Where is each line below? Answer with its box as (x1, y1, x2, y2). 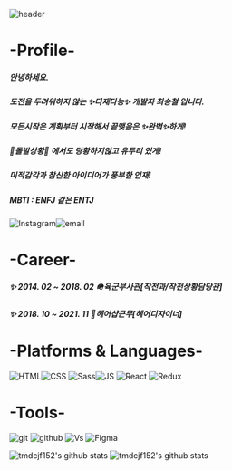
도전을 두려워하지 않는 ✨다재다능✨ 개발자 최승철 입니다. (9, 96, 205, 108)
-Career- (9, 250, 77, 271)
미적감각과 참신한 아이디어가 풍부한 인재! (9, 170, 151, 181)
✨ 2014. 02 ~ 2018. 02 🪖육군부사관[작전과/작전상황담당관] (9, 281, 223, 292)
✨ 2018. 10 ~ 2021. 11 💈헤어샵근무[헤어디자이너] (9, 309, 183, 320)
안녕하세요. (9, 72, 50, 82)
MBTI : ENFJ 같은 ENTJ (9, 195, 94, 206)
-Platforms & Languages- (9, 341, 204, 361)
